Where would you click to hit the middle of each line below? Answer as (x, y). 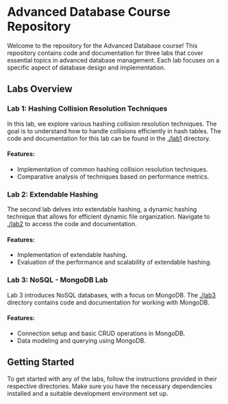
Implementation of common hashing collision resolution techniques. (112, 169)
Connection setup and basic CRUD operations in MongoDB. (101, 333)
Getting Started (41, 362)
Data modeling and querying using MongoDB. (81, 340)
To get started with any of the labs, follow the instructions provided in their (112, 379)
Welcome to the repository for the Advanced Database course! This (102, 45)
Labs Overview (40, 89)
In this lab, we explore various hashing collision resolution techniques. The (112, 124)
